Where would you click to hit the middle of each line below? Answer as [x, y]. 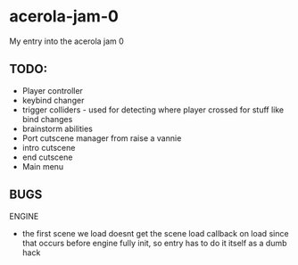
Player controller [52, 90]
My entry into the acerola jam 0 [67, 41]
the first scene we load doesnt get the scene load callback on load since [155, 233]
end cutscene [47, 157]
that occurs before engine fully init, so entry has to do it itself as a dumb [154, 243]
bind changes [47, 119]
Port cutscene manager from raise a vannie [102, 138]
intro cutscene [49, 147]
